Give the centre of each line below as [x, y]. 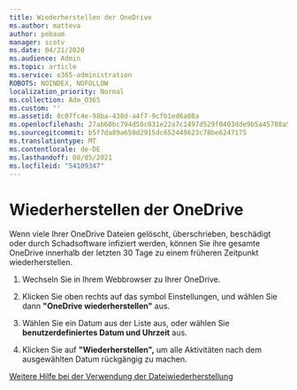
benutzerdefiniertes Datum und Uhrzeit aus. [104, 332]
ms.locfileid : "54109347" [57, 166]
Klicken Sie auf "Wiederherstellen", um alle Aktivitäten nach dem [142, 350]
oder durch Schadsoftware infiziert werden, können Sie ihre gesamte [135, 244]
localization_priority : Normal [67, 91]
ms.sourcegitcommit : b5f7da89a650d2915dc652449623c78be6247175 [128, 133]
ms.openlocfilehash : [47, 125]
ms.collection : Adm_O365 [55, 100]
